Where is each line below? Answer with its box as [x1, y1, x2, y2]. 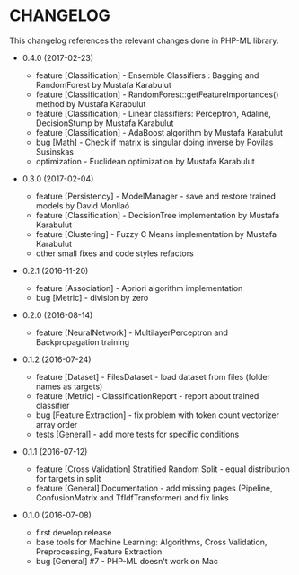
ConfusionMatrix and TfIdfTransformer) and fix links [35, 491, 229, 503]
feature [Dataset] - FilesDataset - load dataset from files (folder [35, 371, 271, 382]
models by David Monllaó [35, 199, 130, 211]
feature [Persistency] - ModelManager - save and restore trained [35, 190, 277, 201]
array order [35, 419, 78, 429]
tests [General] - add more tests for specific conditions [35, 429, 240, 439]
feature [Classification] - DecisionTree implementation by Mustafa [35, 209, 280, 220]
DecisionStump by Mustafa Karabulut [35, 118, 174, 128]
